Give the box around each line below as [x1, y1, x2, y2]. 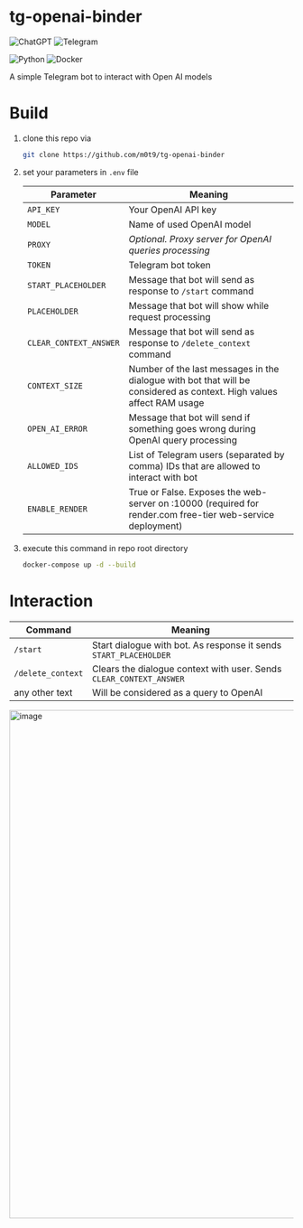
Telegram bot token [128, 258, 212, 271]
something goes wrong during [128, 422, 257, 435]
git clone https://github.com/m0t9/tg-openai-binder [22, 150, 225, 159]
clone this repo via [22, 133, 92, 144]
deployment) [128, 520, 183, 532]
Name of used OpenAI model [128, 218, 252, 230]
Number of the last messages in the [128, 362, 280, 375]
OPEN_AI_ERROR [26, 423, 88, 434]
